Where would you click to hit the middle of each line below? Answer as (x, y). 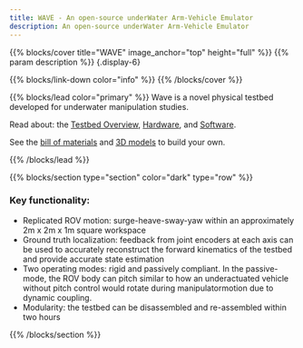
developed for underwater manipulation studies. (99, 106)
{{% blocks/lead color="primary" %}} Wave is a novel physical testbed (142, 97)
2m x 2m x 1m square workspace (84, 230)
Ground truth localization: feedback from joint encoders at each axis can (158, 239)
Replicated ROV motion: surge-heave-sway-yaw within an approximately (158, 220)
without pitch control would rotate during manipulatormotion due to (148, 288)
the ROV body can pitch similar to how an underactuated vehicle (168, 278)
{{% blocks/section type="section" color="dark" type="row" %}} (132, 177)
